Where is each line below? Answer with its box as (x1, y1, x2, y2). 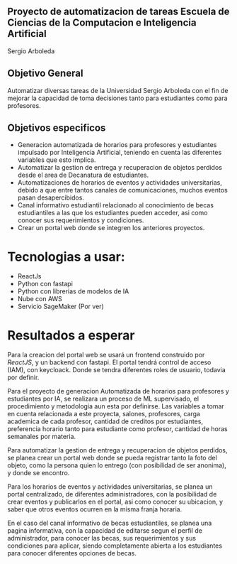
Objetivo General (7, 67, 83, 80)
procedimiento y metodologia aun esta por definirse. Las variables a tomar (7, 402, 224, 411)
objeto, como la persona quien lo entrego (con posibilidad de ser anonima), (7, 461, 226, 470)
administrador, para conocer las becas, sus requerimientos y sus (7, 534, 197, 543)
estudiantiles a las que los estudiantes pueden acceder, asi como (17, 209, 208, 217)
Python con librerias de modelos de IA (17, 287, 129, 295)
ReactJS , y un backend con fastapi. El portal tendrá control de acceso (7, 358, 212, 367)
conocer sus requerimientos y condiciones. (17, 216, 144, 224)
